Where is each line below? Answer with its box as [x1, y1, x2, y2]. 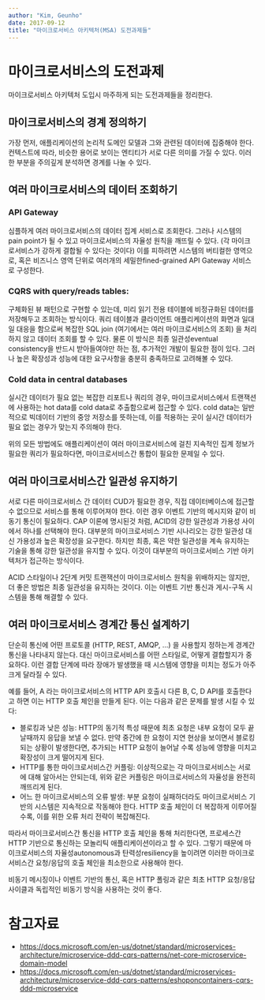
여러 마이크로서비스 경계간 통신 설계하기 [8, 618, 190, 631]
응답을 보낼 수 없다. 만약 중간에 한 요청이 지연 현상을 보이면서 [47, 733, 234, 742]
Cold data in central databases [8, 374, 128, 385]
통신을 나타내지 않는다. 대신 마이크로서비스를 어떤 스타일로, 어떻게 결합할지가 [8, 650, 244, 659]
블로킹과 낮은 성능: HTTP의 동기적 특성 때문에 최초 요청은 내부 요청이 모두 [19, 723, 247, 733]
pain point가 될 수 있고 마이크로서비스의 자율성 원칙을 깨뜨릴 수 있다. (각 [8, 236, 230, 245]
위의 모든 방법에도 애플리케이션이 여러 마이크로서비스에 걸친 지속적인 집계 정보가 [8, 439, 255, 449]
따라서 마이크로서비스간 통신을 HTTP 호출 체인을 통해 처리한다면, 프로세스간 [8, 829, 242, 838]
